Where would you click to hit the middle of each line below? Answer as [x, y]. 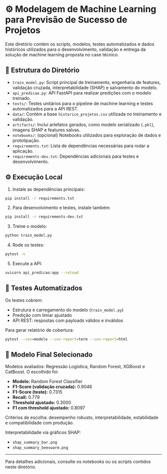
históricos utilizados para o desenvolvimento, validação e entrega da [76, 49]
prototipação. [26, 140]
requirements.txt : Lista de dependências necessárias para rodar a [81, 146]
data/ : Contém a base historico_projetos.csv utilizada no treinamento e [87, 114]
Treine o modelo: [30, 226]
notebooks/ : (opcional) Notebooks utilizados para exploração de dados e [86, 135]
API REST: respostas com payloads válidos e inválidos [68, 320]
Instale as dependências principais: [49, 189]
